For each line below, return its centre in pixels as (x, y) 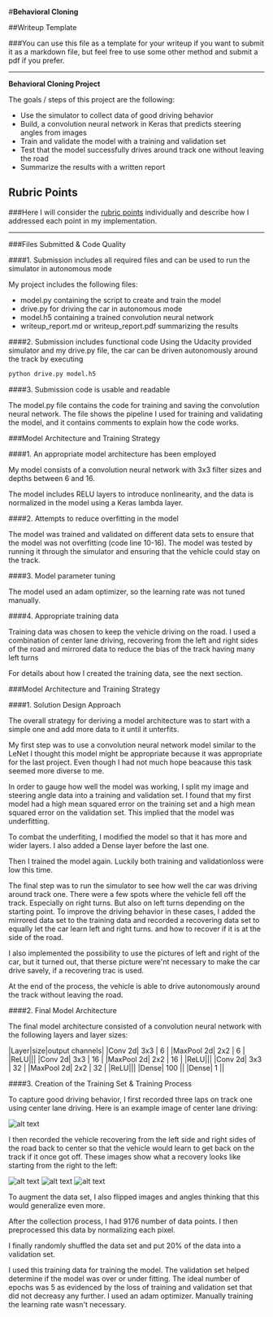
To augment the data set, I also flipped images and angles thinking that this (134, 1197)
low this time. (30, 869)
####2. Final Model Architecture (63, 1010)
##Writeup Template (43, 27)
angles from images (53, 132)
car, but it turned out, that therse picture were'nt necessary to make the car (134, 961)
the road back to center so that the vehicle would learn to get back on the (131, 1148)
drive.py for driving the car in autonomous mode (101, 309)
